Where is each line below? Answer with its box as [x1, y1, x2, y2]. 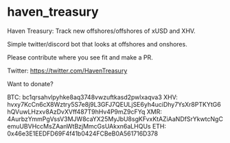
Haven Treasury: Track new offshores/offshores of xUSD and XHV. [7, 27, 196, 35]
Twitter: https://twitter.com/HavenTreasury [7, 66, 128, 75]
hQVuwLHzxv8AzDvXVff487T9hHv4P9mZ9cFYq [7, 107, 146, 116]
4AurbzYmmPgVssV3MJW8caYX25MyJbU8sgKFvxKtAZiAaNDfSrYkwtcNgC [7, 114, 223, 123]
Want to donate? [7, 79, 54, 88]
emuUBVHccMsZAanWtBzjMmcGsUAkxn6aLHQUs [7, 122, 151, 130]
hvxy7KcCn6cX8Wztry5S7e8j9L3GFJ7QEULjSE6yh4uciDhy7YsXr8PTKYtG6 [7, 100, 221, 108]
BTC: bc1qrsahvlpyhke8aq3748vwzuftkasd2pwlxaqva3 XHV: [7, 93, 178, 101]
